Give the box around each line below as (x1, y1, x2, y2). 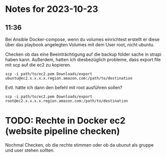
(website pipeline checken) (5, 126, 120, 137)
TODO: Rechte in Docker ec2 (5, 115, 126, 126)
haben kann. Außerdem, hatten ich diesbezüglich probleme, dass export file (5, 57, 161, 63)
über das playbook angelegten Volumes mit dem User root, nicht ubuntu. (5, 42, 155, 48)
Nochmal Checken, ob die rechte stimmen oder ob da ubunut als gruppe (5, 142, 154, 148)
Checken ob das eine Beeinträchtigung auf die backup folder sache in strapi (5, 51, 162, 57)
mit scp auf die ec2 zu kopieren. (5, 62, 71, 68)
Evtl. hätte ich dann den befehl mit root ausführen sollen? (5, 84, 123, 90)
